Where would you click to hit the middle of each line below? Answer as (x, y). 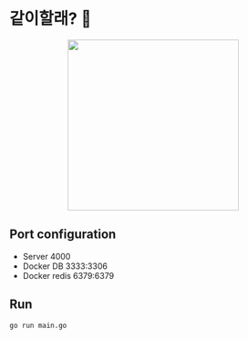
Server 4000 (46, 256)
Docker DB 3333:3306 (65, 266)
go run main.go (38, 325)
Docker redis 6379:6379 (68, 275)
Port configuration (63, 235)
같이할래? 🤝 (51, 19)
